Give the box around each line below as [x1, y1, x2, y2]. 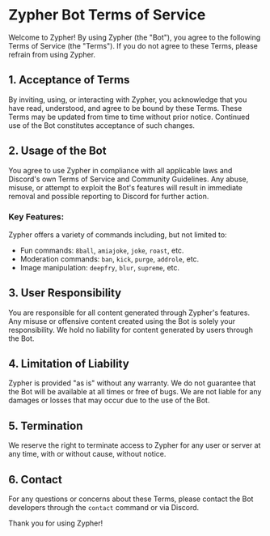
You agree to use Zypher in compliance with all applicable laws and [8, 165, 233, 175]
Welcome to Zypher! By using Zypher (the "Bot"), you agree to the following [8, 32, 261, 42]
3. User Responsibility [8, 286, 122, 300]
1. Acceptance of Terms [8, 73, 130, 87]
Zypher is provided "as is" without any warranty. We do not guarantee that [8, 378, 256, 388]
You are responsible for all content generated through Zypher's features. [8, 308, 251, 317]
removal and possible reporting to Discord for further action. [8, 191, 209, 201]
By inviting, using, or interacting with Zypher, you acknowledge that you [8, 95, 247, 104]
